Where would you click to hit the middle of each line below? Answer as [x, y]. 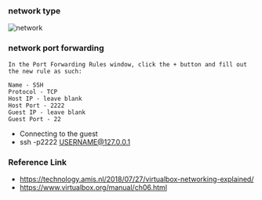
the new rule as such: [45, 71]
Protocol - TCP [33, 91]
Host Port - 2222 [36, 105]
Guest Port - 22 [35, 119]
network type [35, 11]
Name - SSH [26, 85]
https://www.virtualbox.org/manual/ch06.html [93, 187]
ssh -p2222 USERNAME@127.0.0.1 [75, 141]
